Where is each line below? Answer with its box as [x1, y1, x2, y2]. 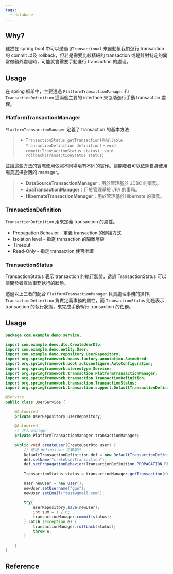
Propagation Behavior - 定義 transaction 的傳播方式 [12, 230, 122, 236]
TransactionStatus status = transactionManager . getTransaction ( [24, 472, 165, 477]
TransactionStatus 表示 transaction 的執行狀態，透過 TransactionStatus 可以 [5, 273, 167, 280]
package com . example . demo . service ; [5, 333, 82, 338]
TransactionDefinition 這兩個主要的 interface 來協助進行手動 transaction [5, 95, 161, 101]
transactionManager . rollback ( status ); [32, 524, 116, 529]
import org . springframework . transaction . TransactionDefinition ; [5, 375, 146, 381]
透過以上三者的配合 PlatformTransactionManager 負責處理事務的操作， [5, 291, 154, 297]
